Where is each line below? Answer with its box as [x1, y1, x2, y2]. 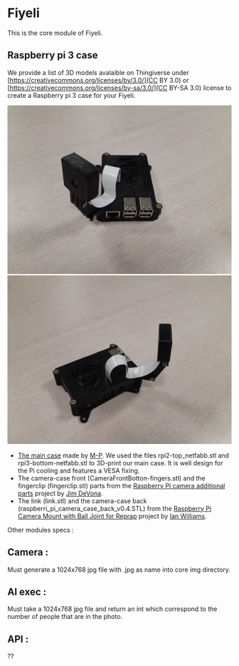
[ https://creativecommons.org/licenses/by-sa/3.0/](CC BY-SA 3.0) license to [7, 84, 232, 92]
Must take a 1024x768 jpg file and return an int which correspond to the [7, 605, 218, 613]
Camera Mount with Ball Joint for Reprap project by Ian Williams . [17, 512, 207, 520]
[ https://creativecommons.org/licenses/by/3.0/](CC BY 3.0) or [7, 76, 189, 84]
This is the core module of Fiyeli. [7, 29, 103, 37]
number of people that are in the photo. [7, 612, 123, 621]
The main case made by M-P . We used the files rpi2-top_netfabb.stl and [17, 451, 230, 460]
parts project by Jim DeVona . [17, 489, 103, 498]
